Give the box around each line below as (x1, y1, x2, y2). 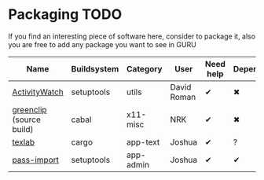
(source (12, 114, 41, 125)
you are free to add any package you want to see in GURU (8, 39, 196, 49)
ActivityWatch (12, 86, 64, 97)
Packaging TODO (8, 6, 123, 24)
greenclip (12, 104, 47, 115)
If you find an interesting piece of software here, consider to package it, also (8, 31, 256, 41)
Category (126, 63, 163, 74)
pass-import (12, 154, 59, 165)
